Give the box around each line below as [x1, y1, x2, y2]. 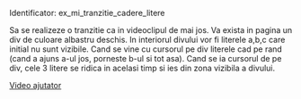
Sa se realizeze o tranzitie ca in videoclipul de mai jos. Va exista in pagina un [9, 25, 293, 35]
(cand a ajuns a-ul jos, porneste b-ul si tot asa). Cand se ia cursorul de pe [9, 54, 282, 63]
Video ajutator [9, 80, 62, 90]
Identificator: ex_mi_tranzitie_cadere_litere [9, 8, 165, 18]
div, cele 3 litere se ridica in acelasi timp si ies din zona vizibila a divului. [9, 62, 276, 73]
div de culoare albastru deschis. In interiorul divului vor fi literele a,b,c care [9, 35, 286, 45]
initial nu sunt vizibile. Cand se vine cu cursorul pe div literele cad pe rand [9, 44, 283, 54]
